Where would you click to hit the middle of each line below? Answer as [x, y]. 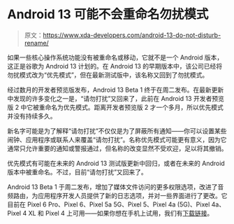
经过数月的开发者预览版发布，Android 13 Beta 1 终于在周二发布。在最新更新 [116, 90]
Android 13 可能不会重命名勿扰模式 [108, 14]
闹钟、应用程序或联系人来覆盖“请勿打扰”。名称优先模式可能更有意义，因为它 [117, 139]
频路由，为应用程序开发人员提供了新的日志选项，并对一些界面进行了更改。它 [117, 195]
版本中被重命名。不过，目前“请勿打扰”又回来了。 [78, 171]
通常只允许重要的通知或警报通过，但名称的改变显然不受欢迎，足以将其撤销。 [117, 148]
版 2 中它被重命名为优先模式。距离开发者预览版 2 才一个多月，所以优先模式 [115, 107]
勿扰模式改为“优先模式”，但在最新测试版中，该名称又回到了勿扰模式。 [108, 75]
